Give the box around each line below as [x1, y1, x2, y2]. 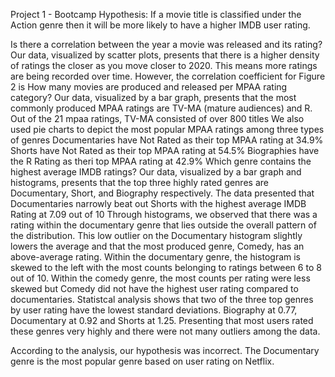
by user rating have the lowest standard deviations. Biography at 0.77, [10, 304, 298, 316]
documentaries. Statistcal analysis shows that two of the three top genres [10, 294, 314, 305]
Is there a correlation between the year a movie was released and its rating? [10, 39, 323, 50]
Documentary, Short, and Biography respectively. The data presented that [10, 187, 315, 199]
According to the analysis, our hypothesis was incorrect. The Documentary [10, 345, 320, 356]
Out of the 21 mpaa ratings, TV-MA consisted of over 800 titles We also [10, 113, 305, 124]
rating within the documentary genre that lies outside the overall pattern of [10, 219, 317, 231]
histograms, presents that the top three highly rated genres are [10, 177, 269, 188]
